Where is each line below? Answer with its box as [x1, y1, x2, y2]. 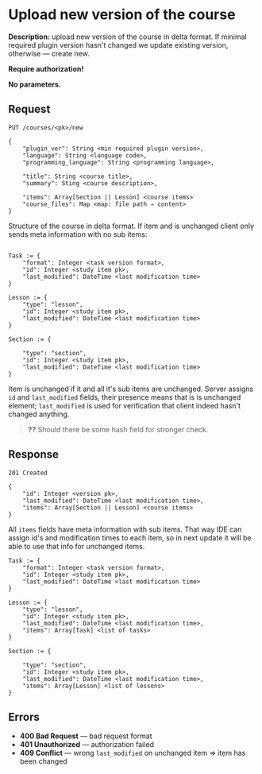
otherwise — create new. [8, 48, 90, 58]
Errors [8, 710, 40, 724]
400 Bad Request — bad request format [19, 731, 152, 741]
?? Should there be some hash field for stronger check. [27, 424, 209, 434]
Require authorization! [8, 64, 84, 73]
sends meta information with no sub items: [8, 229, 148, 239]
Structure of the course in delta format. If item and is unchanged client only [8, 221, 255, 230]
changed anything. [8, 409, 70, 419]
